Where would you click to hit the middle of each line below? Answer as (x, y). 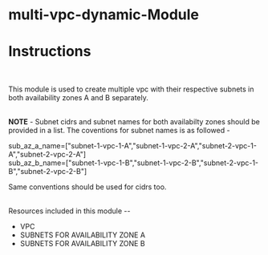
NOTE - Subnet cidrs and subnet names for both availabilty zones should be (134, 122)
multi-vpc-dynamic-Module (104, 15)
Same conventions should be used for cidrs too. (87, 187)
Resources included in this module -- (69, 211)
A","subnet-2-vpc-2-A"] (47, 155)
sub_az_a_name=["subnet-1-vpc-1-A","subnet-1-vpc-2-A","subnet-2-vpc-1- (132, 146)
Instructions (50, 52)
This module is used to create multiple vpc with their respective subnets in (131, 89)
